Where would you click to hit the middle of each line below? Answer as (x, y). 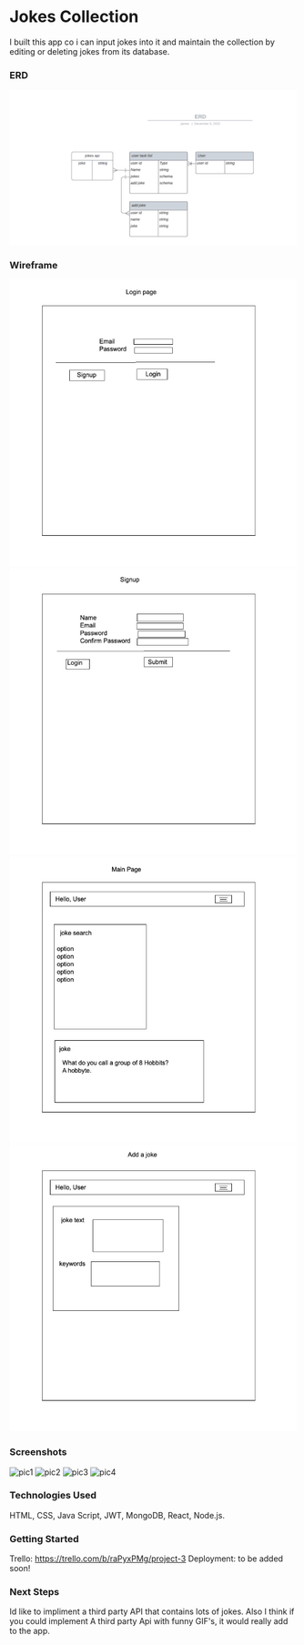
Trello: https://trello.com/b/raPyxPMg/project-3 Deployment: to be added (147, 1559)
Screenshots (38, 1452)
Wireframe (34, 265)
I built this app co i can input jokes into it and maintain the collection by (142, 42)
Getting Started (44, 1539)
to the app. (30, 1631)
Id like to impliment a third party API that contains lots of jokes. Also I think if (152, 1611)
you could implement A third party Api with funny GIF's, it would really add (149, 1621)
